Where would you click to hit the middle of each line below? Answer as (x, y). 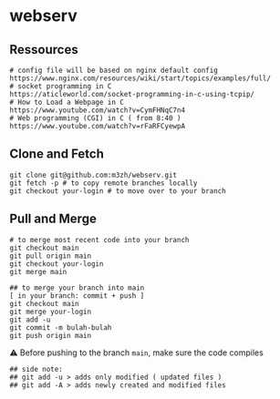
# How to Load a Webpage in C (67, 102)
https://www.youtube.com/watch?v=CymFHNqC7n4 (97, 110)
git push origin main (51, 335)
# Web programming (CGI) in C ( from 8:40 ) (95, 118)
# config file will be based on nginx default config (114, 70)
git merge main (38, 271)
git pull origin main (51, 256)
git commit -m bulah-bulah (61, 327)
